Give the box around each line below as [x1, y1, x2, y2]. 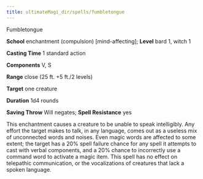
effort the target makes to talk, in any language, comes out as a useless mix [6, 126, 197, 134]
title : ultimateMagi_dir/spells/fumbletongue [6, 9, 124, 15]
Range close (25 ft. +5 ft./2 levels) [6, 73, 93, 80]
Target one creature [6, 85, 58, 92]
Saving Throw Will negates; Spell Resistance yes [6, 108, 132, 116]
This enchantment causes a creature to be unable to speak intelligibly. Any [6, 120, 195, 128]
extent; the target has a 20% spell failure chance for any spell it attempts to [6, 140, 197, 147]
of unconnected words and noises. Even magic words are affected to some [6, 133, 196, 141]
